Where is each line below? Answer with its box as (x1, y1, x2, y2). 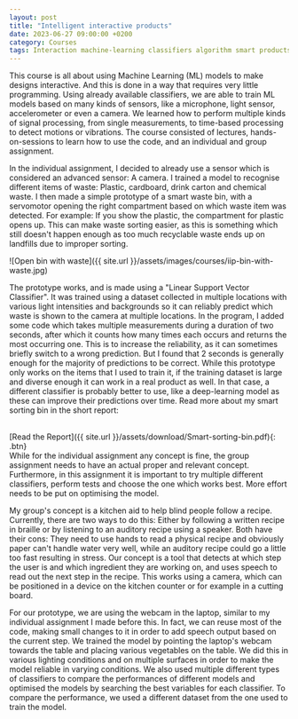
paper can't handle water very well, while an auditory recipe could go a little (9, 543, 286, 554)
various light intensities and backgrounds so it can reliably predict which (9, 301, 273, 312)
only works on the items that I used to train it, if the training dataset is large (9, 367, 283, 378)
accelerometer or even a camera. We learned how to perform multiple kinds (9, 108, 286, 119)
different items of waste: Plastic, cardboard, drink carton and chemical (9, 182, 267, 193)
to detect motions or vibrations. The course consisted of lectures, (9, 127, 249, 138)
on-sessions (9, 137, 55, 147)
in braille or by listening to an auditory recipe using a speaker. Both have (9, 525, 273, 535)
